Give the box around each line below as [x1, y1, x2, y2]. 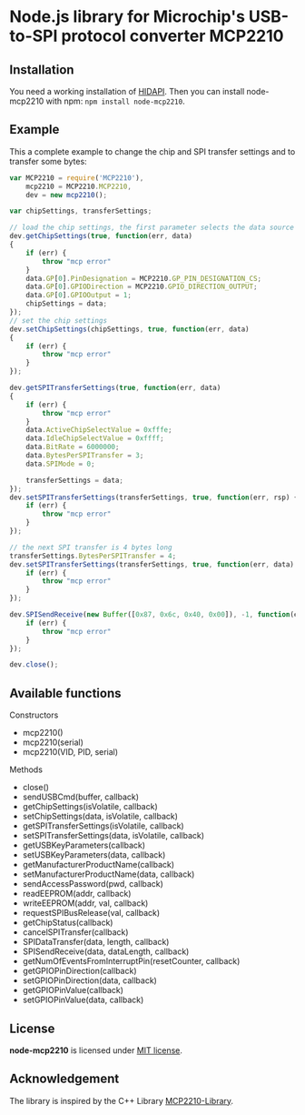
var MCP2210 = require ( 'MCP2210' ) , [9, 173, 144, 183]
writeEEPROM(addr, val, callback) [22, 898, 149, 909]
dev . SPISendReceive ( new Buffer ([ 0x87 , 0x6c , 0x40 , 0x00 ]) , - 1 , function [9, 610, 290, 619]
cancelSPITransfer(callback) [22, 927, 129, 938]
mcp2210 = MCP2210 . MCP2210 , [25, 182, 132, 191]
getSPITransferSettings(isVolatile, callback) [22, 820, 184, 831]
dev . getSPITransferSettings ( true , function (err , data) [9, 384, 221, 393]
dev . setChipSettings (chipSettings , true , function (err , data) [9, 325, 250, 334]
